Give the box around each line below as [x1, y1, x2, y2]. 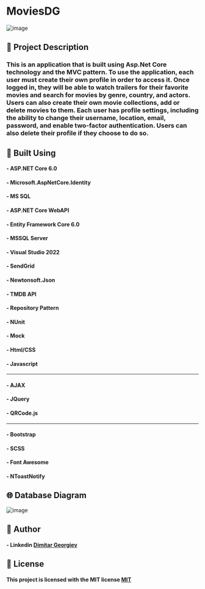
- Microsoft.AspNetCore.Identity [6, 179, 92, 186]
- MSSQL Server [6, 235, 48, 242]
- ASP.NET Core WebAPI [6, 207, 70, 214]
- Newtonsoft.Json [6, 276, 56, 284]
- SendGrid [6, 262, 35, 270]
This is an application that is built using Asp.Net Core [6, 60, 167, 69]
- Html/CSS [6, 346, 36, 353]
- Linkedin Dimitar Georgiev [6, 541, 77, 548]
